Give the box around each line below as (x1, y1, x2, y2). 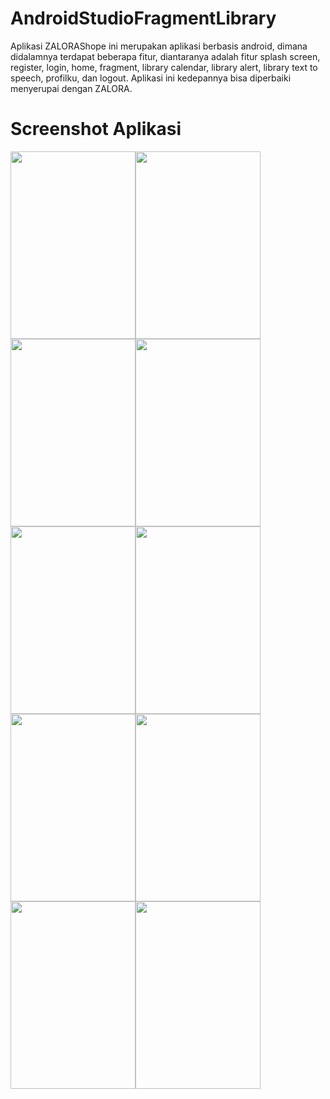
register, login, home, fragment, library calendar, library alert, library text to (10, 61, 318, 73)
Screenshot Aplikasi (10, 118, 182, 141)
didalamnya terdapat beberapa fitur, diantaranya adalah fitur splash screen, (10, 50, 321, 62)
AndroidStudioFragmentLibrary (10, 7, 277, 30)
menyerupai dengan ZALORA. (10, 82, 133, 94)
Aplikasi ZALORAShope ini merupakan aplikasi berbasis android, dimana (10, 40, 308, 52)
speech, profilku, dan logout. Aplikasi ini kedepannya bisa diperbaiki (10, 72, 292, 84)
